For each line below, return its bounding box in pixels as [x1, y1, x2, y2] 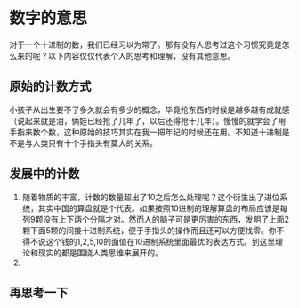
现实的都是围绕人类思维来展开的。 [37, 247, 163, 258]
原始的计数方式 [9, 79, 92, 94]
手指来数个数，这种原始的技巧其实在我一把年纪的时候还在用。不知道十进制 [9, 126, 282, 137]
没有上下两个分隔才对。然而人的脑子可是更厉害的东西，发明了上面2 [43, 214, 290, 224]
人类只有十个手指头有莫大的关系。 [32, 137, 158, 148]
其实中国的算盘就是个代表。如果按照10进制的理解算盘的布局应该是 [37, 202, 280, 214]
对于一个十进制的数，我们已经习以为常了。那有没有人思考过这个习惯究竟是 [9, 39, 282, 50]
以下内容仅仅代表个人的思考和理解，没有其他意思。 [47, 50, 236, 61]
